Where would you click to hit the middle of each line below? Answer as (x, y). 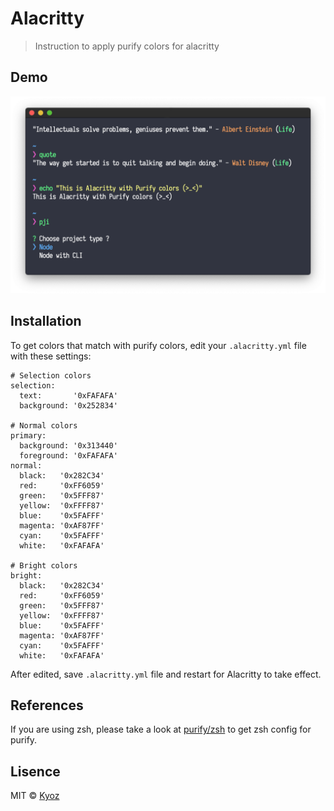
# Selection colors (51, 375)
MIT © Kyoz (35, 796)
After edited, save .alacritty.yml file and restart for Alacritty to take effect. (166, 674)
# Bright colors (44, 565)
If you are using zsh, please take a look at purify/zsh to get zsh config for (161, 729)
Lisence (35, 771)
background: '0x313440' (68, 445)
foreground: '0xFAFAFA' (68, 455)
